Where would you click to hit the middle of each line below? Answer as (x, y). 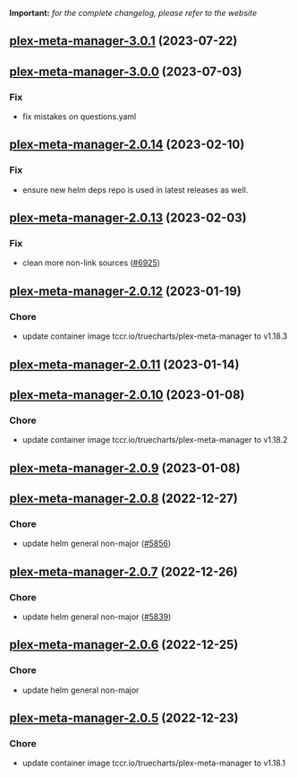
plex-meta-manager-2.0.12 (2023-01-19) (125, 291)
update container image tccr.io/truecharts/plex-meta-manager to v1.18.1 (154, 763)
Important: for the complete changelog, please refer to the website (133, 13)
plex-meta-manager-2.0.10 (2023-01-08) (127, 395)
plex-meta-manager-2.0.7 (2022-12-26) (124, 571)
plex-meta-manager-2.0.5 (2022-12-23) (124, 718)
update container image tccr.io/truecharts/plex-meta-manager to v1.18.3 (155, 336)
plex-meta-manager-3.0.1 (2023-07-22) (123, 41)
